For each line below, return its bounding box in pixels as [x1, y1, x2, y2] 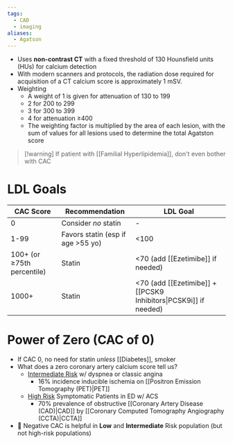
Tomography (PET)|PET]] [37, 385, 110, 393]
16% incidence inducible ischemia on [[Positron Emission [37, 377, 201, 386]
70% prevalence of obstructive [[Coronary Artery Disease [37, 400, 203, 407]
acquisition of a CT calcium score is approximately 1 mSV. [17, 77, 182, 85]
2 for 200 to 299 [27, 99, 75, 108]
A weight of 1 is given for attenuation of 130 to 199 [27, 92, 171, 101]
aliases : [7, 29, 33, 37]
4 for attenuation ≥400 [27, 114, 93, 122]
